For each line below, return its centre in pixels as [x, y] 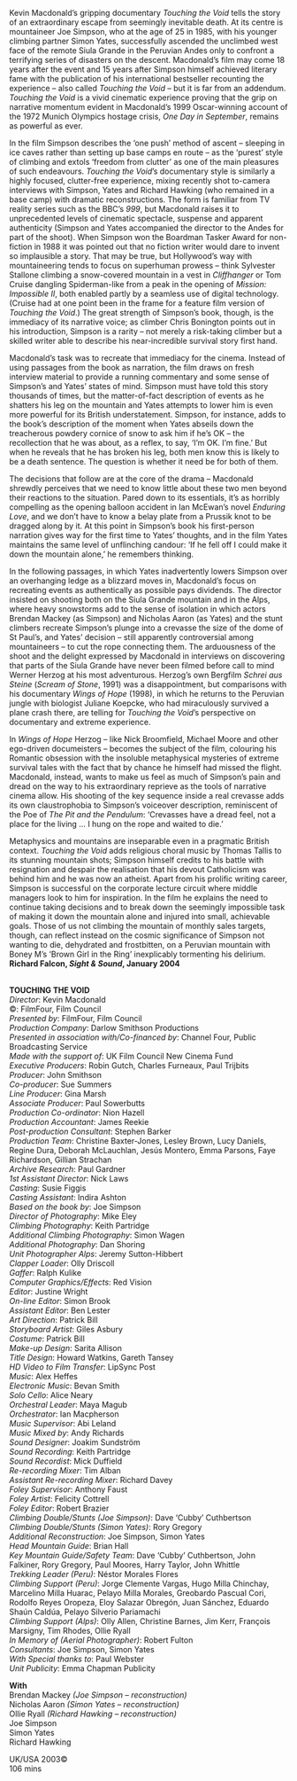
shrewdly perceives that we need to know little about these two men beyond [148, 488]
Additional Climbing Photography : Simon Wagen [97, 1235]
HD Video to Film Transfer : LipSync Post [83, 1367]
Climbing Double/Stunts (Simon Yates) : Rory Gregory [106, 1527]
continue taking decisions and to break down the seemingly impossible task [147, 907]
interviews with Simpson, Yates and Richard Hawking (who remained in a [142, 190]
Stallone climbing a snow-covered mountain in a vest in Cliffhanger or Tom [145, 275]
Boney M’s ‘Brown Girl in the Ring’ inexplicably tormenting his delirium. [137, 954]
